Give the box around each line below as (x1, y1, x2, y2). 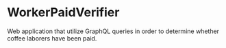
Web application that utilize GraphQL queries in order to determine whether (7, 27, 220, 35)
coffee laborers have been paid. (7, 34, 97, 42)
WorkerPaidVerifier (7, 5, 120, 20)
